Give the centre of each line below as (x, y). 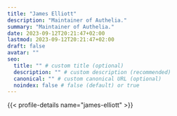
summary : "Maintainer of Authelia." (61, 27)
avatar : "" (23, 53)
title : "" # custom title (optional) (69, 66)
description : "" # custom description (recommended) (92, 72)
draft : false (26, 46)
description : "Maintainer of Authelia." (67, 20)
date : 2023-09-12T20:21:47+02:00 (56, 33)
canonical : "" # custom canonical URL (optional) (87, 79)
